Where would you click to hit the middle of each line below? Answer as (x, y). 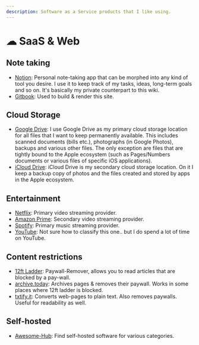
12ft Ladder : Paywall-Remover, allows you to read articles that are (95, 271)
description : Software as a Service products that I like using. (89, 12)
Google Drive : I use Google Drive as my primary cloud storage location (101, 129)
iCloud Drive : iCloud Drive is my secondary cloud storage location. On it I (104, 167)
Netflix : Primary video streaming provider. (66, 213)
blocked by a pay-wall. (42, 278)
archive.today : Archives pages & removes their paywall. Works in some (102, 284)
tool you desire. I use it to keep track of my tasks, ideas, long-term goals (103, 83)
